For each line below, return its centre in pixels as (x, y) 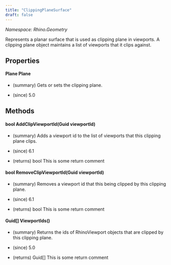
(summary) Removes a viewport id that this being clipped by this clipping (89, 184)
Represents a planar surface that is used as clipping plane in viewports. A (82, 39)
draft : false (19, 15)
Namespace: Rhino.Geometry (36, 29)
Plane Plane (18, 74)
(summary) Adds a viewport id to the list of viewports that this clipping (87, 136)
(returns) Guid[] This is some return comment (60, 258)
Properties (22, 61)
